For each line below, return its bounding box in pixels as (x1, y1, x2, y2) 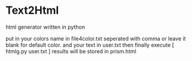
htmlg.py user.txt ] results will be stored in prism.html (5, 47, 137, 54)
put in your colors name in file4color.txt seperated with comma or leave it (5, 35, 186, 42)
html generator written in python (5, 23, 85, 30)
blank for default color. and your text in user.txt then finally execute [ (5, 41, 175, 48)
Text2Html (5, 4, 59, 17)
